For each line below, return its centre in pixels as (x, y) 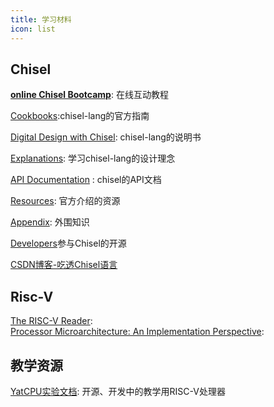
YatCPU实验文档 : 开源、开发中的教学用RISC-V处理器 (118, 391)
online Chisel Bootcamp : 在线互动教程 (89, 95)
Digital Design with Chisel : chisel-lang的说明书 (106, 137)
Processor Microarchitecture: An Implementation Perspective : (137, 332)
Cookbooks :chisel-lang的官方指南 (80, 116)
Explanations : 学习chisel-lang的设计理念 (93, 158)
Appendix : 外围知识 (50, 222)
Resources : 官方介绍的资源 (65, 201)
